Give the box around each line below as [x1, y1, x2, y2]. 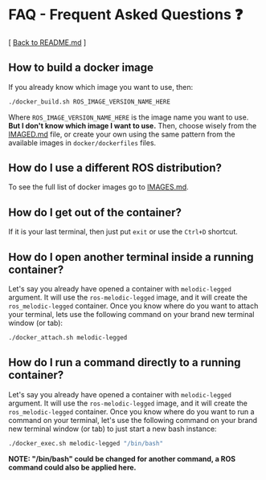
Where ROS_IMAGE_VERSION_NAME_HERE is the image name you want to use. [8, 112, 249, 122]
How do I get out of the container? [8, 205, 182, 219]
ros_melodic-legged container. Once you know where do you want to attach [8, 301, 259, 311]
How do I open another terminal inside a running [8, 250, 255, 264]
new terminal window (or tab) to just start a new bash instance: [8, 424, 217, 433]
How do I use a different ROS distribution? [8, 161, 223, 175]
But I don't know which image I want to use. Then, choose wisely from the [8, 120, 257, 130]
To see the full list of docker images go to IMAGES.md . [8, 182, 189, 192]
